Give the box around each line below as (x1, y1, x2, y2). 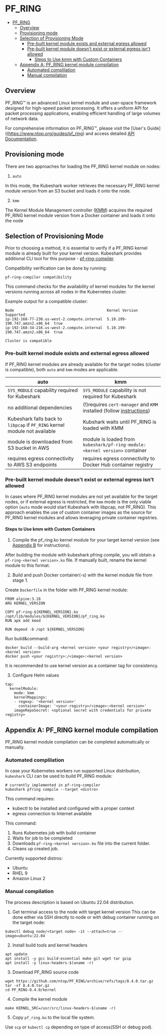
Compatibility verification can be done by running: (5, 265, 107, 271)
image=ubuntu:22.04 (5, 933, 45, 938)
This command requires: (5, 796, 55, 802)
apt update (5, 952, 28, 957)
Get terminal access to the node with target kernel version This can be (12, 909, 156, 915)
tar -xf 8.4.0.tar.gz (5, 983, 50, 988)
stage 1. (12, 577, 29, 583)
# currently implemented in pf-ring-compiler (5, 783, 100, 788)
